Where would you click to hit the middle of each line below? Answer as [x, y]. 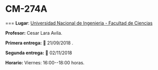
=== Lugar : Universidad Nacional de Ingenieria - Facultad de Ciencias [79, 23]
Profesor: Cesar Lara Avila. [34, 33]
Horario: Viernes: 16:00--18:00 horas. [45, 62]
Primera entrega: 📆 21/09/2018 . [39, 43]
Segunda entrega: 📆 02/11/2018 [39, 53]
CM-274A [26, 9]
